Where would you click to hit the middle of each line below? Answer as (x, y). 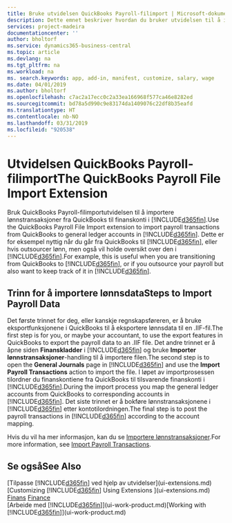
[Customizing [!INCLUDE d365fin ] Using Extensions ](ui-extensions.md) (109, 490)
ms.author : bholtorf (37, 91)
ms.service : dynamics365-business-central (69, 46)
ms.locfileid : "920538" (41, 130)
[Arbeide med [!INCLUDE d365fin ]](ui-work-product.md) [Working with (107, 505)
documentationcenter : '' (43, 33)
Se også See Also (44, 466)
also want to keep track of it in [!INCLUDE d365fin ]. (79, 272)
